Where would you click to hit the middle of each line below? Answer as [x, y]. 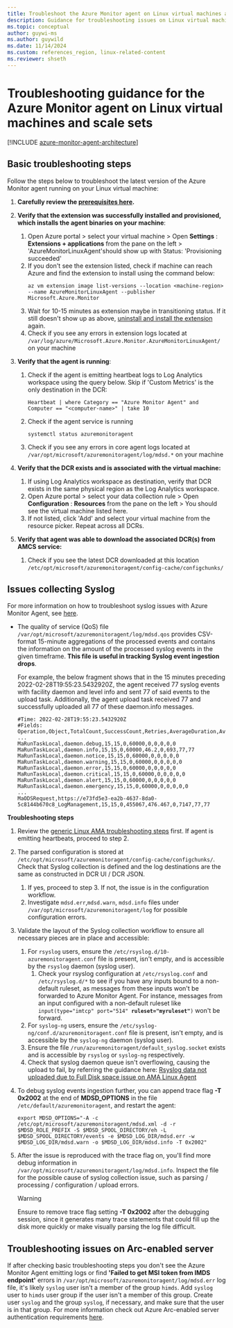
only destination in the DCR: [67, 390]
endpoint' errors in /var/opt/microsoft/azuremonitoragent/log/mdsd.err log [116, 1280]
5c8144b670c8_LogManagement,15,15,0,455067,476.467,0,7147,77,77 [113, 805]
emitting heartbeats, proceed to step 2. [73, 838]
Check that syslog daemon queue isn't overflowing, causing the [119, 1062]
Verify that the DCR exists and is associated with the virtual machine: [119, 467]
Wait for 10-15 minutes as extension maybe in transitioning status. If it [127, 311]
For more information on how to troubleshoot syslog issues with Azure [107, 606]
